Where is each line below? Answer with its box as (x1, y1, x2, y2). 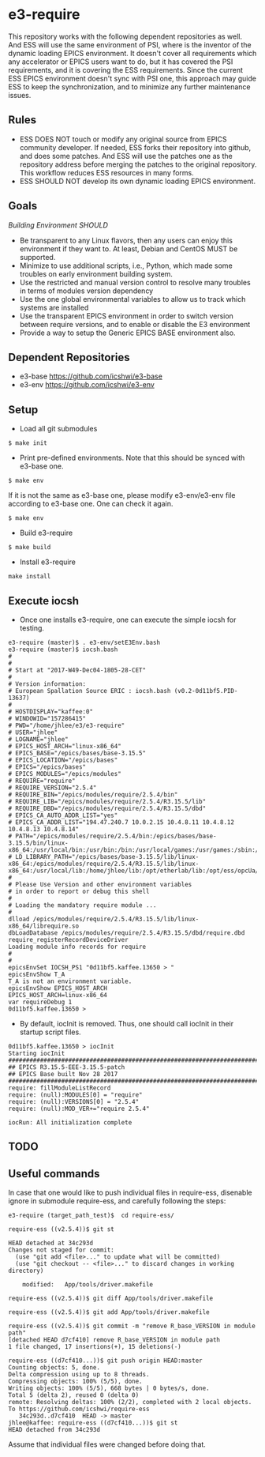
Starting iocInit (8, 1049, 65, 1057)
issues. (8, 90, 32, 100)
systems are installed (19, 303, 89, 312)
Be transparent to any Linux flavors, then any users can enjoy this (19, 235, 233, 245)
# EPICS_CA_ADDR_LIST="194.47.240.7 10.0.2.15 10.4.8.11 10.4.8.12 (8, 819, 235, 826)
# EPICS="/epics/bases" (8, 763, 87, 771)
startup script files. (19, 1027, 81, 1037)
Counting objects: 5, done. (8, 1364, 101, 1372)
